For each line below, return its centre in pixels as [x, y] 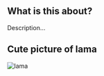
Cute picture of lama [52, 50]
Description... [26, 27]
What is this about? [50, 11]
